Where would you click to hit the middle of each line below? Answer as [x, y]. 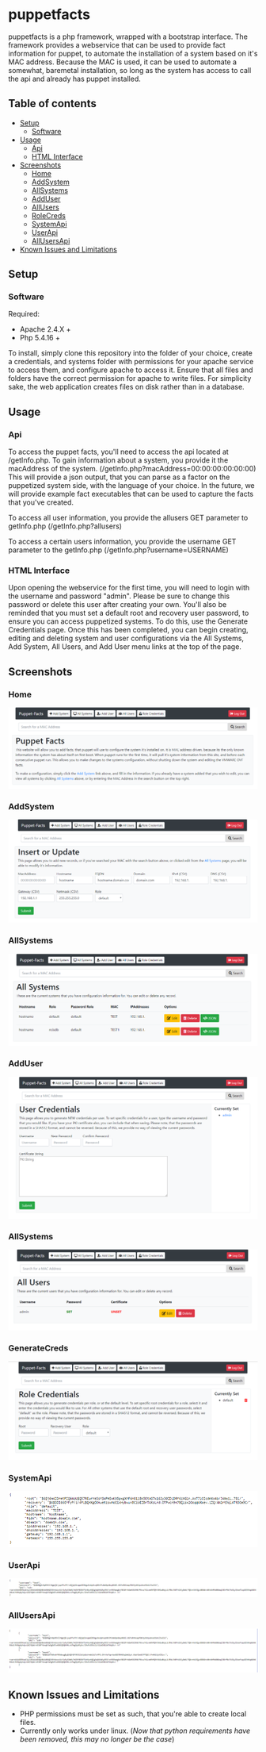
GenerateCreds [38, 1348]
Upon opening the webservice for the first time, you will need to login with [129, 588]
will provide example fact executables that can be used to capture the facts [131, 494]
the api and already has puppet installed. [74, 79]
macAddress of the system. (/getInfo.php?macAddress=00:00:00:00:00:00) [132, 469]
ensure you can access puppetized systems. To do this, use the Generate [128, 621]
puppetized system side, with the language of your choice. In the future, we [131, 486]
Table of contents [52, 104]
